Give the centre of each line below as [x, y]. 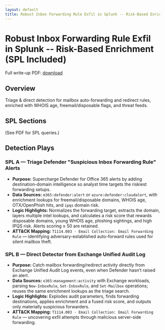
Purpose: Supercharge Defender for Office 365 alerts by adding [77, 179]
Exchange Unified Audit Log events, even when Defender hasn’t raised [84, 270]
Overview [20, 88]
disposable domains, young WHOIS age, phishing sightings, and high [82, 220]
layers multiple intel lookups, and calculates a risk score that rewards [82, 215]
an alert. [21, 275]
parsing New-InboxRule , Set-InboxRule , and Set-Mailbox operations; [80, 286]
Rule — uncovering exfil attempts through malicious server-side [77, 317]
